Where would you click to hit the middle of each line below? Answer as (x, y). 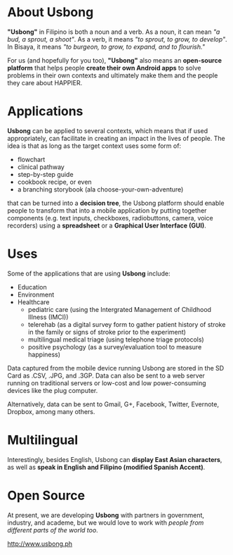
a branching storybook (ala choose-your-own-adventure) (100, 189)
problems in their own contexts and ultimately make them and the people (113, 75)
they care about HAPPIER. (45, 82)
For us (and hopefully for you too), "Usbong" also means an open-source (115, 60)
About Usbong (51, 12)
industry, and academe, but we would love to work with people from (106, 523)
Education (32, 287)
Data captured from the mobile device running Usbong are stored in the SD (116, 368)
